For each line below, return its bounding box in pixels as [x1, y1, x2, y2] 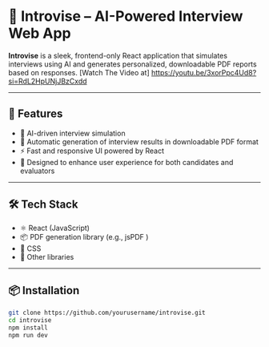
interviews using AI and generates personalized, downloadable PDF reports [8, 59, 258, 69]
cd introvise [8, 317, 52, 325]
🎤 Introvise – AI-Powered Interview [8, 7, 243, 26]
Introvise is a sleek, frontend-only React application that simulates [8, 50, 228, 60]
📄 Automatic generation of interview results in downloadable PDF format [19, 136, 259, 147]
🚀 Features [8, 107, 63, 121]
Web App [8, 24, 71, 42]
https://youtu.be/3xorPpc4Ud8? [151, 67, 257, 77]
